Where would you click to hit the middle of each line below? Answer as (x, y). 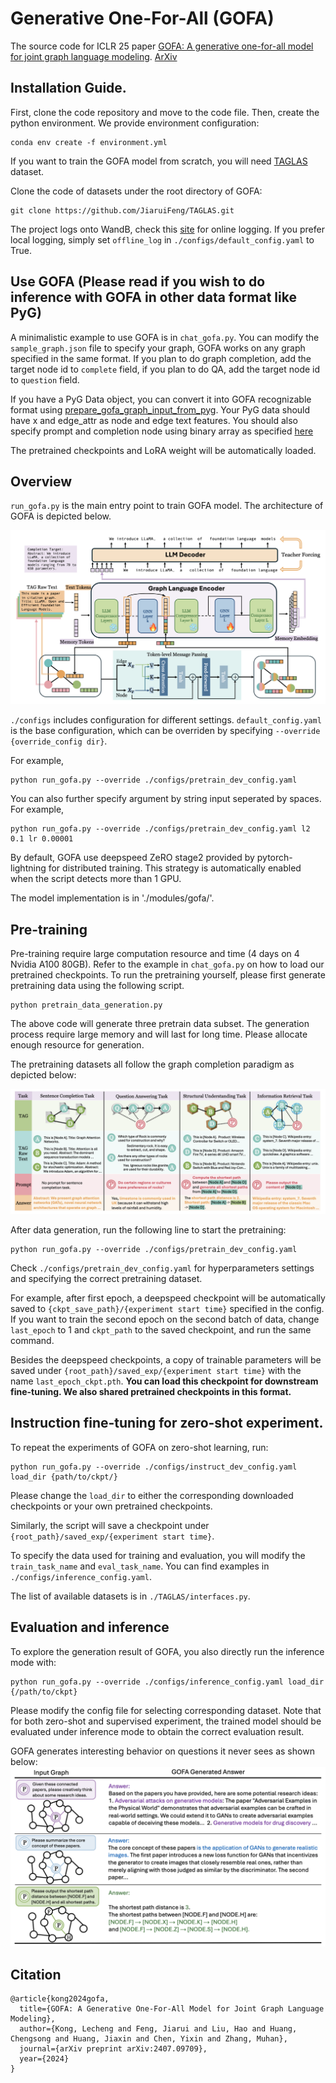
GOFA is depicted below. (61, 516)
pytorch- (274, 858)
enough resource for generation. (77, 1045)
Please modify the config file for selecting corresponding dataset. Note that (166, 1710)
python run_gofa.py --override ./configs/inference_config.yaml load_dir (167, 1682)
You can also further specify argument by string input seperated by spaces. (166, 799)
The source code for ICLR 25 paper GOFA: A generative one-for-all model (162, 46)
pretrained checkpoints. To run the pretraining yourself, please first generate (168, 975)
